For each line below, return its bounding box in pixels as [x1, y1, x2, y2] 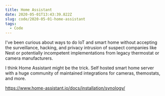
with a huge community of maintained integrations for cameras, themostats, [5, 70, 161, 76]
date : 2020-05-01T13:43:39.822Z [5, 12, 72, 17]
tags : [5, 21, 16, 26]
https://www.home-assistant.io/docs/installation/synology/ [5, 85, 125, 91]
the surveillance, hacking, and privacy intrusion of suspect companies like [5, 45, 157, 51]
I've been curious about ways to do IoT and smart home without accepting [5, 39, 158, 45]
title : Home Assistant [5, 7, 52, 12]
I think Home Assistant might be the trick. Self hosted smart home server [5, 65, 154, 71]
